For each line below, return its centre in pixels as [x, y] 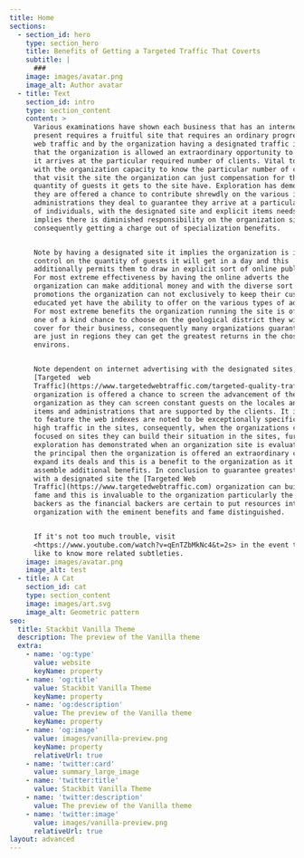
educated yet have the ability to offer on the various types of [159, 303]
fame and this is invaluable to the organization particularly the [163, 496]
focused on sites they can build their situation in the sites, [157, 437]
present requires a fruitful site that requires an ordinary [151, 136]
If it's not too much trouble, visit [104, 536]
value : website [62, 663]
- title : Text [44, 93]
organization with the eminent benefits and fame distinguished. [159, 512]
